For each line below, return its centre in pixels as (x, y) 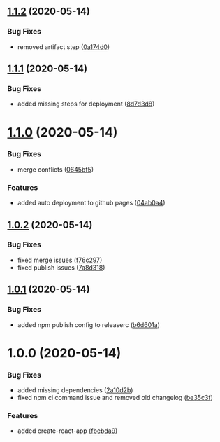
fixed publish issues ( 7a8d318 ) (61, 267)
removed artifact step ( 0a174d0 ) (64, 47)
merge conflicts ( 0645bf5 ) (56, 169)
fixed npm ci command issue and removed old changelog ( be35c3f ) (115, 398)
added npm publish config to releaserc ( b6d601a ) (89, 324)
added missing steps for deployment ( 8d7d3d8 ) (86, 104)
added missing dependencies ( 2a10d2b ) (75, 390)
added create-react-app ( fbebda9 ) (67, 431)
